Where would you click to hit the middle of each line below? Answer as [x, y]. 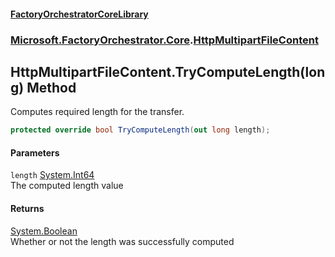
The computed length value [67, 186]
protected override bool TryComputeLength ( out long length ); [140, 130]
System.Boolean [44, 231]
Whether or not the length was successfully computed [122, 241]
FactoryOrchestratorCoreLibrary [79, 14]
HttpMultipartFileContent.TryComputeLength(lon [168, 71]
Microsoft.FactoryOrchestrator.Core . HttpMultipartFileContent [164, 40]
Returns [27, 208]
